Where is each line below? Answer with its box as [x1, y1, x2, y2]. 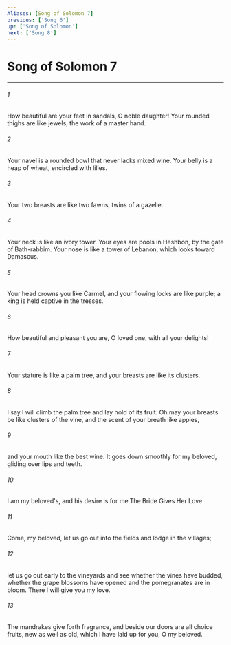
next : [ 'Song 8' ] [7, 29, 57, 36]
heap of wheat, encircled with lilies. [7, 163, 108, 172]
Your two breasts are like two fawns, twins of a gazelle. [7, 200, 164, 209]
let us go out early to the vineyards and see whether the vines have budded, [7, 571, 223, 579]
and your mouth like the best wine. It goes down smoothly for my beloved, [7, 452, 217, 461]
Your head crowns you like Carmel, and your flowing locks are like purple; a [7, 290, 221, 298]
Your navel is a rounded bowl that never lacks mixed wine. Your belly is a [7, 156, 213, 165]
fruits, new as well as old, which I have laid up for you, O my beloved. [7, 630, 203, 638]
